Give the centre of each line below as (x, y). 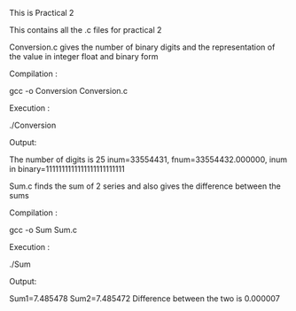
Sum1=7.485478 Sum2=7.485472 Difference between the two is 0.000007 (145, 299)
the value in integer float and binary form (84, 56)
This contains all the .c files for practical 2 (86, 30)
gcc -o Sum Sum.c (43, 230)
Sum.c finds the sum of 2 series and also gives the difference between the (145, 186)
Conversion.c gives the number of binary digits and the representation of (142, 47)
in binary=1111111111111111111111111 (67, 169)
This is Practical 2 (42, 13)
